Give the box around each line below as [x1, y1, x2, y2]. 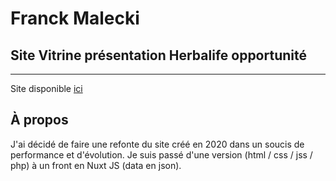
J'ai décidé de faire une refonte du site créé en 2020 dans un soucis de [10, 138, 305, 150]
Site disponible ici [10, 83, 83, 94]
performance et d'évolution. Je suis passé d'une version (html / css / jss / [10, 148, 313, 161]
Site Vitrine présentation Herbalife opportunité [10, 47, 307, 64]
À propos [10, 112, 69, 129]
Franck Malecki [10, 7, 140, 30]
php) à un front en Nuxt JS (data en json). [10, 159, 182, 171]
